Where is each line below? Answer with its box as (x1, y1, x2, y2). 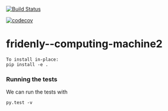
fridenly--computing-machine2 (6, 37, 163, 51)
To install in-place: (6, 56, 59, 63)
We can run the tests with (6, 88, 68, 96)
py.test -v (6, 100, 33, 106)
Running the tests (6, 75, 57, 83)
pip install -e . (6, 61, 49, 67)
